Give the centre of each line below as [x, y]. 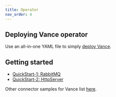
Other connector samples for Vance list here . [51, 89]
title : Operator [22, 10]
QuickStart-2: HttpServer [38, 80]
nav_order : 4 [19, 14]
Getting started [29, 62]
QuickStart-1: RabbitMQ [36, 74]
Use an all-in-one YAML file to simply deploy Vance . [58, 47]
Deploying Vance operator [47, 35]
